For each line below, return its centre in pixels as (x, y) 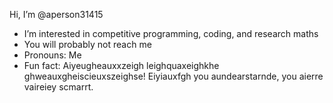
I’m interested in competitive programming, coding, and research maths (171, 33)
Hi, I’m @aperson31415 (56, 14)
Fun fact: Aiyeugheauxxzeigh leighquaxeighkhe (121, 65)
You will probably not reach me (87, 44)
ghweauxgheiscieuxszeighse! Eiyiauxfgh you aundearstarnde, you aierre (173, 76)
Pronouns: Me (52, 55)
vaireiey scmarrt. (58, 87)
